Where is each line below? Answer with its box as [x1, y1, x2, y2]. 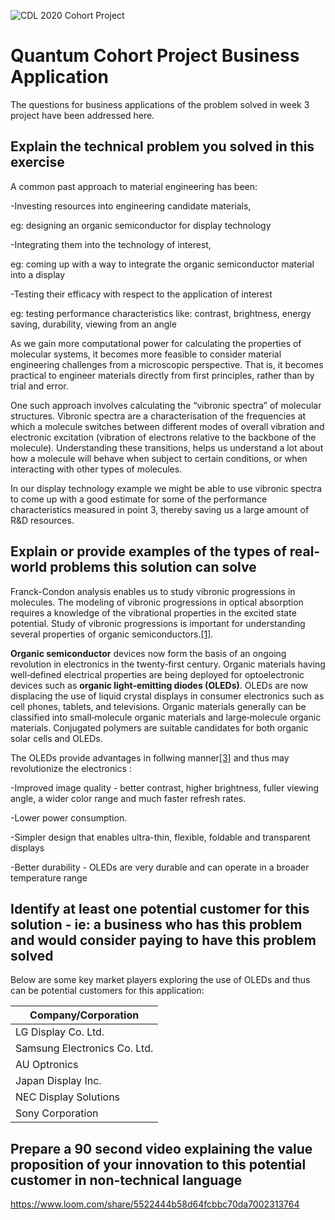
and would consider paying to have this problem [10, 931, 317, 949]
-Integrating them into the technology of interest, [10, 238, 212, 250]
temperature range [10, 871, 88, 884]
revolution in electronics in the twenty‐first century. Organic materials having [10, 658, 326, 670]
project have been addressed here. [10, 109, 155, 121]
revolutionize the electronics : [10, 762, 132, 774]
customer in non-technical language [10, 1171, 243, 1189]
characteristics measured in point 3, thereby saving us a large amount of [10, 503, 310, 515]
